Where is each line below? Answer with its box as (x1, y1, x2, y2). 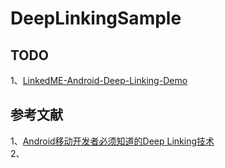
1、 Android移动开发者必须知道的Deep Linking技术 (10, 135, 215, 147)
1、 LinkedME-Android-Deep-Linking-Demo (10, 75, 188, 86)
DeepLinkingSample (10, 7, 182, 30)
